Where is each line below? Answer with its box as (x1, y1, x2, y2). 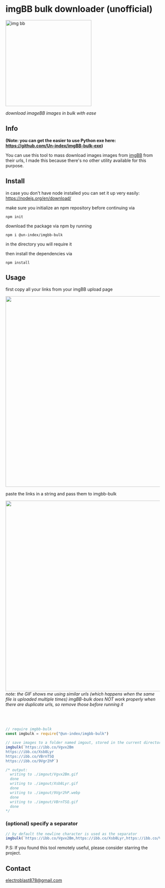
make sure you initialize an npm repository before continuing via (5, 205, 135, 211)
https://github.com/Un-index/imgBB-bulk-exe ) (5, 143, 103, 149)
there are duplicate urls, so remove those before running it (5, 702, 124, 707)
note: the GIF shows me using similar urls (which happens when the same (5, 691, 155, 697)
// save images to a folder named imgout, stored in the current (5, 740, 141, 745)
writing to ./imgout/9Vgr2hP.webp (10, 790, 80, 795)
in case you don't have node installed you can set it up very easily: (5, 190, 140, 196)
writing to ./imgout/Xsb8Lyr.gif (10, 781, 78, 786)
